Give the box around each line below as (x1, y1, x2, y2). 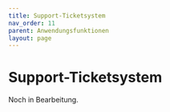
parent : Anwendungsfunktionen (8, 26, 110, 34)
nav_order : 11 (8, 19, 56, 27)
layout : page (8, 34, 52, 42)
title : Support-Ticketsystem (8, 11, 106, 20)
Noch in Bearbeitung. (8, 95, 79, 105)
